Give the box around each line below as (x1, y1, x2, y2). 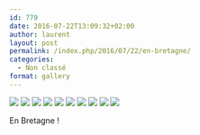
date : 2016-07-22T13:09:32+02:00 (9, 22, 135, 31)
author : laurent (9, 30, 70, 39)
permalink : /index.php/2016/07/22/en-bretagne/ (9, 47, 192, 56)
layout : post (9, 38, 59, 48)
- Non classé (17, 64, 67, 73)
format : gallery (9, 72, 70, 81)
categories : (9, 55, 54, 64)
